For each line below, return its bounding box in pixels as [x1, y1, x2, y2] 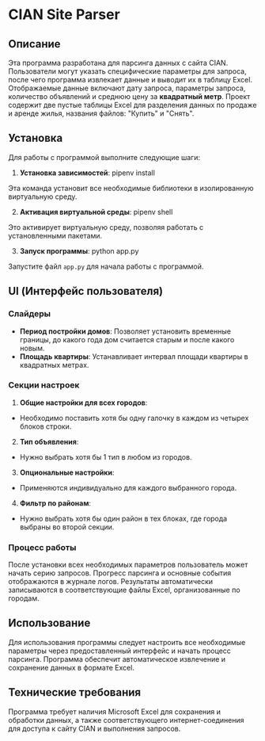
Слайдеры [8, 308, 51, 319]
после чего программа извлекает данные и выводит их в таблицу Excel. [8, 75, 253, 84]
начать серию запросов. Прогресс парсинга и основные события [8, 568, 232, 578]
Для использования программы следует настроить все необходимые [8, 637, 246, 647]
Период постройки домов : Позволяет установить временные [19, 327, 232, 336]
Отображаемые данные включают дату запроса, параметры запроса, [8, 83, 246, 93]
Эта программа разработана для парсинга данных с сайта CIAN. [8, 58, 229, 67]
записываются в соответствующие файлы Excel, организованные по [8, 585, 240, 595]
